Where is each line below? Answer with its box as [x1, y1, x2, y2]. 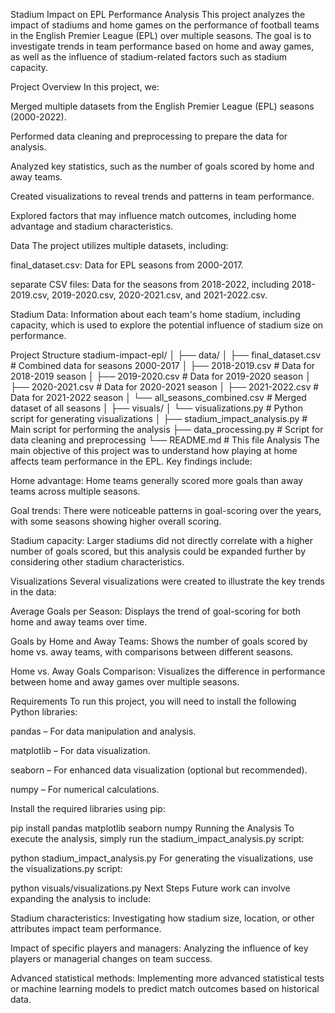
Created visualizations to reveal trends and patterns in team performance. [10, 190, 315, 202]
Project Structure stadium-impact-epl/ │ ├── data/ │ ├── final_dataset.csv [10, 349, 322, 361]
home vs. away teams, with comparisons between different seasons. [10, 646, 294, 658]
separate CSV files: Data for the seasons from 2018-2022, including [10, 279, 290, 290]
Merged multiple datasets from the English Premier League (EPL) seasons [10, 100, 315, 112]
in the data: [10, 586, 57, 598]
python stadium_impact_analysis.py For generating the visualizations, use [10, 852, 314, 864]
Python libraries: [10, 706, 78, 718]
